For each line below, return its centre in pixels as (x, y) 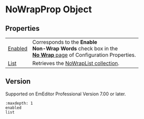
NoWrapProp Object (49, 9)
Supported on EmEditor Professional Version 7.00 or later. (66, 94)
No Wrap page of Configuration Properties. (84, 55)
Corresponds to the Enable (65, 42)
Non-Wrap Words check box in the (75, 48)
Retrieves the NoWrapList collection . (76, 63)
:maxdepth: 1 (19, 103)
